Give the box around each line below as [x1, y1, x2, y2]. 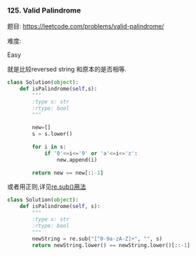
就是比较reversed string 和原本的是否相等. [7, 65, 127, 74]
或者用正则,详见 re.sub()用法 [7, 182, 87, 191]
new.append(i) [56, 156, 98, 163]
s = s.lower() [32, 130, 73, 137]
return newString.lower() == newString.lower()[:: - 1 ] [32, 241, 190, 248]
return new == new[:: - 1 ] [32, 169, 104, 176]
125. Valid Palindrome [7, 6, 82, 15]
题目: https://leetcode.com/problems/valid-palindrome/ [7, 22, 164, 31]
